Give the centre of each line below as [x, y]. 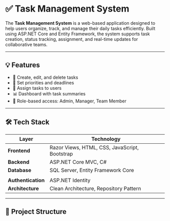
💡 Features [23, 65]
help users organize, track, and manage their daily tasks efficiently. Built [80, 28]
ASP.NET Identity [70, 180]
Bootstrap [61, 153]
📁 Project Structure [36, 212]
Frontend [19, 150]
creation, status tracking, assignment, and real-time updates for [72, 39]
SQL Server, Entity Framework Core [92, 170]
